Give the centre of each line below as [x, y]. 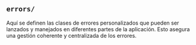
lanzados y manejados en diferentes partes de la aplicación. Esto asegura [98, 29]
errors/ [21, 9]
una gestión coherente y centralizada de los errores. [72, 35]
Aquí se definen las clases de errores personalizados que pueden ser [93, 23]
